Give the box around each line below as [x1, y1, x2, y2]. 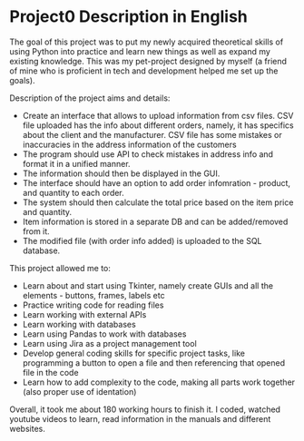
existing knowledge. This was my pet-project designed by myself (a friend [9, 55, 288, 66]
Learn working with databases [22, 318, 136, 329]
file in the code [22, 367, 79, 377]
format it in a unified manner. [22, 158, 131, 169]
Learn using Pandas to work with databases [22, 328, 187, 339]
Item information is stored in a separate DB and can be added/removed [22, 216, 289, 227]
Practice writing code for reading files [22, 299, 164, 310]
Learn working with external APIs [22, 309, 147, 319]
